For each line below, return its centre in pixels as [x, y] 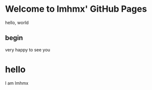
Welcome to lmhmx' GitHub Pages [76, 9]
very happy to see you [28, 49]
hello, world [17, 22]
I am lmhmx [17, 83]
